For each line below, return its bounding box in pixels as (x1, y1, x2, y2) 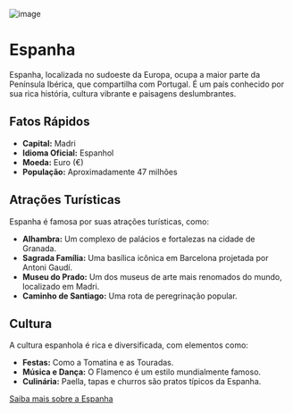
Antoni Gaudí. (21, 262, 73, 273)
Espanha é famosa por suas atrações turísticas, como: (9, 215, 210, 227)
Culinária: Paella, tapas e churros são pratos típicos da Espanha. (21, 376, 262, 387)
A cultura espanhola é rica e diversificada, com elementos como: (9, 340, 248, 350)
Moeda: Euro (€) (21, 156, 84, 167)
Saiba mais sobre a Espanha (9, 393, 113, 404)
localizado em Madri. (21, 281, 100, 291)
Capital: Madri (21, 138, 76, 148)
